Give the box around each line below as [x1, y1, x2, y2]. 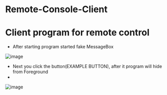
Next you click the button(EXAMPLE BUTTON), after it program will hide [12, 64, 162, 70]
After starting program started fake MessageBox [12, 44, 114, 50]
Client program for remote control [5, 27, 150, 39]
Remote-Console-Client [5, 4, 108, 15]
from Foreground [12, 69, 49, 75]
